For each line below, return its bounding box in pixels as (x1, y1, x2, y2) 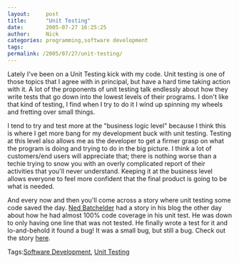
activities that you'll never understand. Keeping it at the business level (7, 167, 213, 175)
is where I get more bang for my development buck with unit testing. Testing (7, 129, 232, 138)
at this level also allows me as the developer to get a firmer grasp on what (7, 136, 225, 145)
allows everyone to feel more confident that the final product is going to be (7, 174, 227, 182)
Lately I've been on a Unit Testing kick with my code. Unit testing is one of (7, 69, 225, 78)
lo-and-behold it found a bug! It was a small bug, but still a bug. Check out (7, 226, 226, 234)
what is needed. (7, 182, 55, 190)
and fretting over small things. (7, 108, 96, 116)
